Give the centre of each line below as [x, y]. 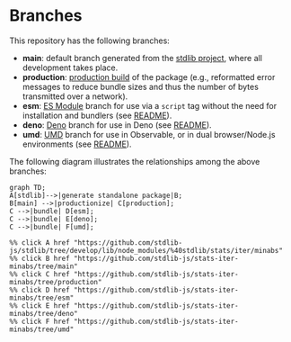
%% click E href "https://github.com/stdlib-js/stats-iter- [124, 306]
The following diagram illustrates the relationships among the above [135, 161]
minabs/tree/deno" [44, 313]
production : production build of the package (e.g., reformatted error [149, 76]
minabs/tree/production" [56, 282]
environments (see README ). [77, 144]
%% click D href [40, 290]
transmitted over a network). [75, 96]
